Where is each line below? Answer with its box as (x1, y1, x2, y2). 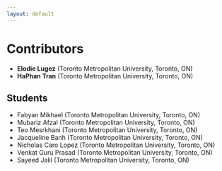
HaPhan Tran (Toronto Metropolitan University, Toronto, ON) (16, 71, 194, 80)
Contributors (6, 40, 84, 57)
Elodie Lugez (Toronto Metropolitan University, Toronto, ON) (16, 64, 193, 73)
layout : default (6, 10, 54, 18)
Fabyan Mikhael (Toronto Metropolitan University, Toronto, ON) (16, 111, 201, 119)
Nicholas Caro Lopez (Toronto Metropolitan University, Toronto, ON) (16, 141, 216, 149)
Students (6, 92, 48, 104)
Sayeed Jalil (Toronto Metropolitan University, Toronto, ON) (16, 156, 190, 165)
